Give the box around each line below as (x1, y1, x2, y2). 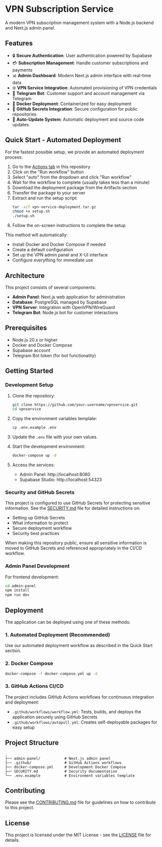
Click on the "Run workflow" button (12, 169, 84, 175)
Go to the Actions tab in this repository (12, 164, 91, 169)
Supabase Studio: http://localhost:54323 (19, 477, 102, 482)
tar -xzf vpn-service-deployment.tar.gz (12, 204, 96, 209)
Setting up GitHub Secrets (12, 515, 65, 521)
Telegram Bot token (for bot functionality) (12, 352, 96, 358)
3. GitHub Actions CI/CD (5, 683, 64, 690)
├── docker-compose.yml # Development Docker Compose (5, 764, 126, 769)
